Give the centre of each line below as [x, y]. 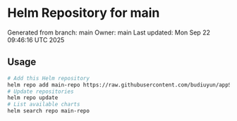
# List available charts [44, 104]
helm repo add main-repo [44, 85]
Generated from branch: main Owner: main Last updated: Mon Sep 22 [109, 32]
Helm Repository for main [84, 13]
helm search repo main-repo [49, 111]
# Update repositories [41, 91]
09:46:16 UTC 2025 [36, 39]
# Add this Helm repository [49, 78]
